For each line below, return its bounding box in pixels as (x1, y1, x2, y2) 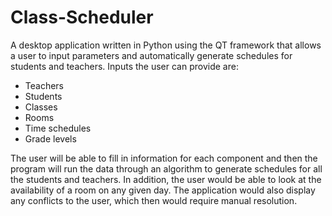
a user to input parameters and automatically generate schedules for (10, 49, 293, 61)
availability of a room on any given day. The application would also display (10, 184, 316, 196)
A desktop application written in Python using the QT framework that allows (10, 39, 322, 51)
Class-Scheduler (10, 6, 154, 29)
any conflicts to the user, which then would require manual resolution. (10, 194, 298, 206)
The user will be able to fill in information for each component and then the (10, 152, 318, 164)
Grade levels (24, 132, 77, 145)
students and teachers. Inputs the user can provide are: (10, 60, 239, 72)
